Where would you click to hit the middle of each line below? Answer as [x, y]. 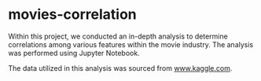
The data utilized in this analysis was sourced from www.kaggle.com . [120, 68]
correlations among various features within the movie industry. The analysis [131, 44]
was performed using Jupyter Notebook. [74, 53]
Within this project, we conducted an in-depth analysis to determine [118, 36]
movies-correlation [72, 15]
